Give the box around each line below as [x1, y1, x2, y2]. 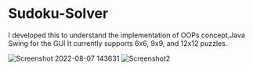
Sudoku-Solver [8, 5, 109, 23]
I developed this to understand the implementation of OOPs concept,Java [8, 30, 245, 40]
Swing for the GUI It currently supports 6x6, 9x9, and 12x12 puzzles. [8, 38, 228, 47]
